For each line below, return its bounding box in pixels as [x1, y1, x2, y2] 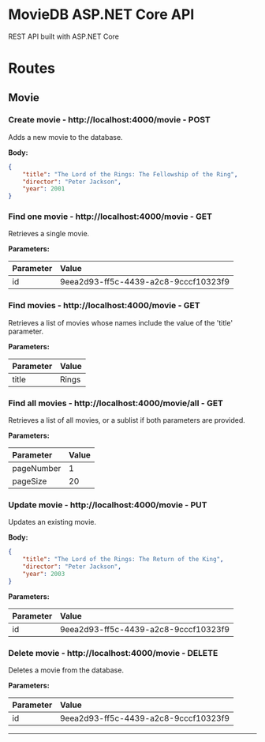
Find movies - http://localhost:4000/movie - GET [8, 300, 200, 311]
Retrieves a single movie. [8, 229, 90, 239]
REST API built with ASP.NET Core [8, 32, 120, 41]
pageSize [12, 476, 47, 487]
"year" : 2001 [22, 185, 65, 193]
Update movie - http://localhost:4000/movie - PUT [8, 499, 207, 510]
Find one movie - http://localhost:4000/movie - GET [8, 211, 213, 222]
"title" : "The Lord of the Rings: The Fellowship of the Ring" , [22, 170, 238, 179]
